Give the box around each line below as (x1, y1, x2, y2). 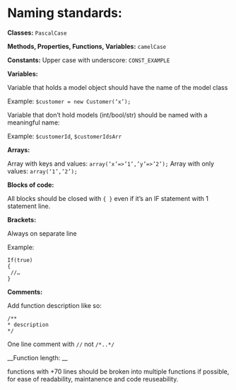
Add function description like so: (7, 301, 102, 309)
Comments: (7, 287, 43, 296)
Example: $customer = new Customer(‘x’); (7, 97, 131, 105)
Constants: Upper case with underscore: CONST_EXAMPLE (7, 55, 170, 64)
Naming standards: (7, 5, 122, 21)
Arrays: (7, 145, 30, 154)
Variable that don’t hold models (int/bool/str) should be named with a (7, 110, 208, 119)
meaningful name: (7, 118, 60, 127)
